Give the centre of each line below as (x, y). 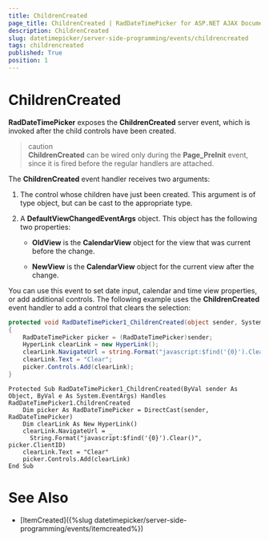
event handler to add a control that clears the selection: (99, 307)
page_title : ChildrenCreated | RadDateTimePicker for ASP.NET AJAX (123, 23)
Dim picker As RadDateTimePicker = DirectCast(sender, (116, 410)
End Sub (21, 466)
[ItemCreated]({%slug (56, 520)
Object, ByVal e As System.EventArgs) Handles (87, 396)
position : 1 (28, 61)
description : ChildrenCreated (59, 30)
